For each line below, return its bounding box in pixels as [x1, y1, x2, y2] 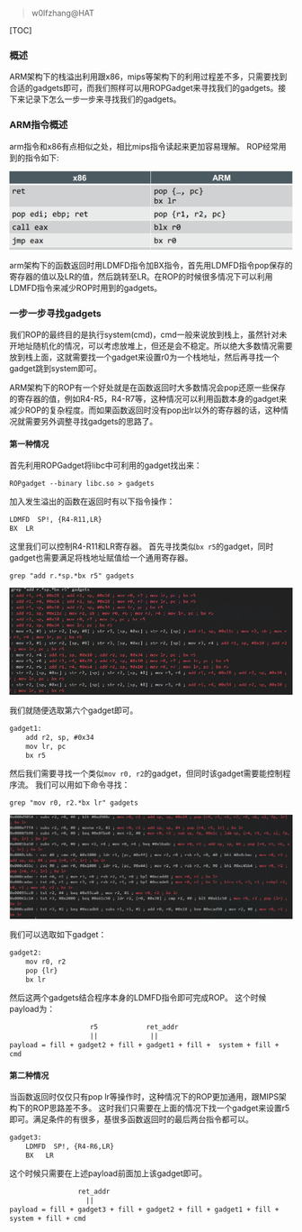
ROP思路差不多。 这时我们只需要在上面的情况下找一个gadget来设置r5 [32, 1103, 290, 1114]
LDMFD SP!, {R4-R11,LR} [9, 516, 102, 525]
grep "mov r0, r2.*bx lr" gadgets [9, 798, 139, 808]
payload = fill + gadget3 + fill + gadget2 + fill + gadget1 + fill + [9, 1205, 280, 1215]
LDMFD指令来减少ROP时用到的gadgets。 [9, 282, 163, 293]
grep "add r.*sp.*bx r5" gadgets [9, 571, 135, 580]
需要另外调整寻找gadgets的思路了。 [24, 416, 158, 427]
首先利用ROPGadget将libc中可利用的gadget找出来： [9, 460, 202, 471]
